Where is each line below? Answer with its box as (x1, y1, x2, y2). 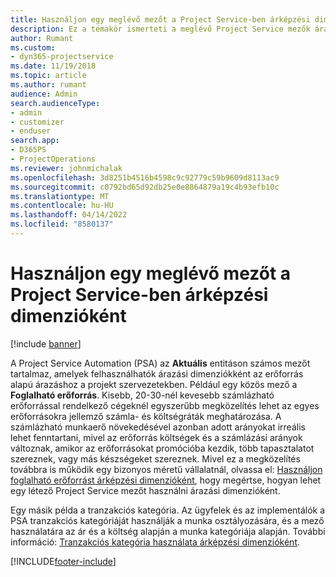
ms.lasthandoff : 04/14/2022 (10, 210, 128, 220)
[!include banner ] (10, 337, 82, 350)
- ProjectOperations (10, 154, 97, 164)
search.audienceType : (10, 98, 101, 108)
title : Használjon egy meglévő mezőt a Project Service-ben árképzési (10, 14, 311, 25)
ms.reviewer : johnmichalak (10, 163, 123, 173)
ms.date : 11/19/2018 (10, 61, 97, 71)
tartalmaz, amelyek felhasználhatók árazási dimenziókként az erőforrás (10, 367, 304, 380)
